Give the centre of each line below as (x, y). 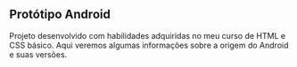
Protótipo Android (60, 15)
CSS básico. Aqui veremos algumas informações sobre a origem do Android (149, 45)
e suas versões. (38, 54)
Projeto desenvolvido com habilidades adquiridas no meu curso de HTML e (148, 35)
